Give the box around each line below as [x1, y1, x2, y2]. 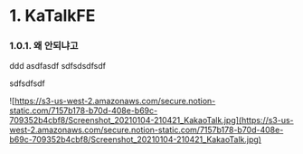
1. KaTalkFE [9, 5, 96, 26]
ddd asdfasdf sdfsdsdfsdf [9, 61, 107, 72]
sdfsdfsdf [9, 78, 45, 89]
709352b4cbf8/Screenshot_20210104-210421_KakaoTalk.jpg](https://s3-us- [9, 115, 294, 126]
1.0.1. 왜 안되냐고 [9, 40, 79, 53]
